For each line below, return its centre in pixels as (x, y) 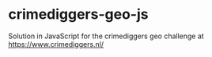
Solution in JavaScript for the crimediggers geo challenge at (106, 36)
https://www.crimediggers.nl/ (56, 44)
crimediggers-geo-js (78, 14)
